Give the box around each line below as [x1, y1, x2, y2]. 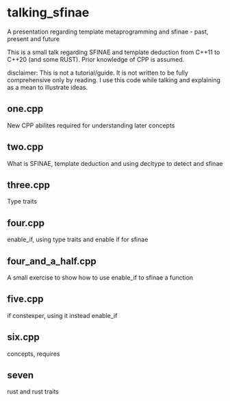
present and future [7, 34, 60, 42]
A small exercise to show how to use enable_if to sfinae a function [7, 274, 194, 282]
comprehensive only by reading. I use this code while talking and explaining [7, 75, 220, 84]
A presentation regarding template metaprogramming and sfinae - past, [7, 27, 209, 36]
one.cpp [7, 103, 44, 114]
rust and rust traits [7, 387, 60, 396]
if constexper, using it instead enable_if [7, 311, 118, 319]
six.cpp [7, 331, 40, 343]
